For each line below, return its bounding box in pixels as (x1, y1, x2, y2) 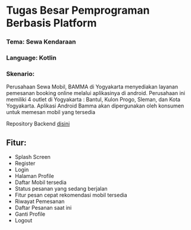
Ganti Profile (14, 210, 46, 218)
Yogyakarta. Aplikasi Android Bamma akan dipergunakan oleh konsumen (6, 102, 184, 109)
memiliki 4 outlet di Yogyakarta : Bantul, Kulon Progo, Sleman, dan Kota (6, 96, 180, 103)
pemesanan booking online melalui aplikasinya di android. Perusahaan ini (6, 90, 186, 97)
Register (14, 160, 36, 167)
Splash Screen (14, 154, 51, 161)
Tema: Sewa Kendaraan (6, 38, 76, 46)
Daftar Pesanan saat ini (14, 204, 72, 211)
